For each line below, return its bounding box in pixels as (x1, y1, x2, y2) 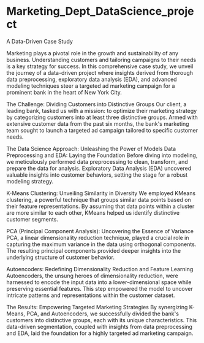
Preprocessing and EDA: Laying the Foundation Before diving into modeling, (6, 152, 198, 159)
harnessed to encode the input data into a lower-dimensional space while (6, 278, 192, 286)
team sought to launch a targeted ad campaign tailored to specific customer (6, 126, 198, 134)
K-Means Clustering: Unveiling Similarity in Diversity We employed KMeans (6, 189, 196, 197)
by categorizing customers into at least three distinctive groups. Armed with (6, 114, 198, 121)
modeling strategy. (6, 177, 54, 185)
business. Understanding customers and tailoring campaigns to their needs (6, 56, 197, 63)
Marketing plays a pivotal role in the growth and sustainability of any (6, 49, 179, 56)
